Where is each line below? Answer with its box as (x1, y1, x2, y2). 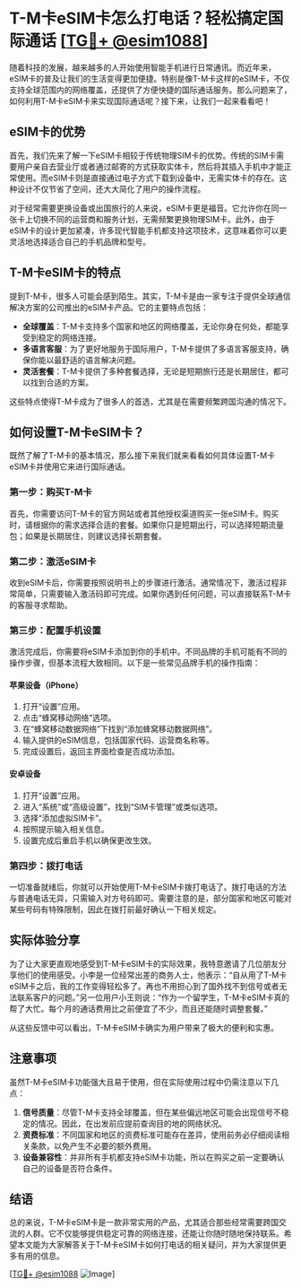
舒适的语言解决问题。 (61, 354, 141, 365)
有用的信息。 (16, 1250, 64, 1261)
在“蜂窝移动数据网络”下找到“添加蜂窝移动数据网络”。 (21, 724, 218, 735)
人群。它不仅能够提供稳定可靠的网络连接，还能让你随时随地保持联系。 (24, 1228, 284, 1239)
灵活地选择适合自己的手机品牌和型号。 (9, 236, 150, 247)
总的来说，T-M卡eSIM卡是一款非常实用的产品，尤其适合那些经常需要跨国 (9, 1217, 279, 1228)
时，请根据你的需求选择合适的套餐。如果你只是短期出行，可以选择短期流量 (9, 519, 284, 530)
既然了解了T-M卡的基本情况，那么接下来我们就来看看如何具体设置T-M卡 (9, 450, 276, 461)
